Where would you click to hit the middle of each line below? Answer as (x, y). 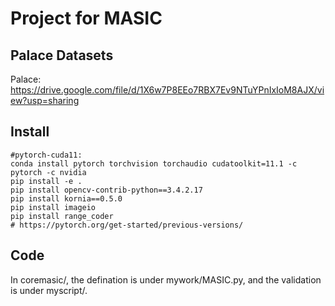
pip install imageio (53, 207)
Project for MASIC (86, 18)
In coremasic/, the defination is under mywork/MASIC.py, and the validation (166, 279)
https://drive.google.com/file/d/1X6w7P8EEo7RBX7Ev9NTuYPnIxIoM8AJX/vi (167, 90)
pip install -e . (46, 181)
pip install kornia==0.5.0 (66, 198)
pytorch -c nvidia (48, 172)
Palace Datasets (62, 55)
